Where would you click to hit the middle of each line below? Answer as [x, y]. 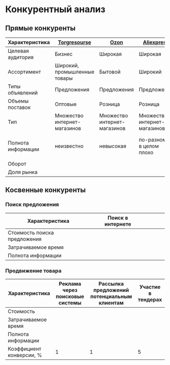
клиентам [111, 303]
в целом [149, 146]
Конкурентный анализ [55, 9]
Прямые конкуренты [40, 28]
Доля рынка [23, 172]
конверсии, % [25, 355]
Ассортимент [25, 72]
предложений [111, 290]
